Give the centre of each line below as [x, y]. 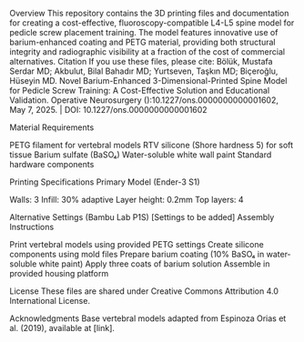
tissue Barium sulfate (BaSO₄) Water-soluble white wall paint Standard [141, 155]
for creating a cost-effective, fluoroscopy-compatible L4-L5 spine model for [152, 23]
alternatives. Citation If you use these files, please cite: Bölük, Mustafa [141, 61]
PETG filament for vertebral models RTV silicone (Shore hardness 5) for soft [152, 145]
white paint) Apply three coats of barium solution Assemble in [154, 264]
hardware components [52, 164]
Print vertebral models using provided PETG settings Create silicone [137, 244]
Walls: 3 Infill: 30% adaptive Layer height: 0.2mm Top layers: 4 [127, 200]
